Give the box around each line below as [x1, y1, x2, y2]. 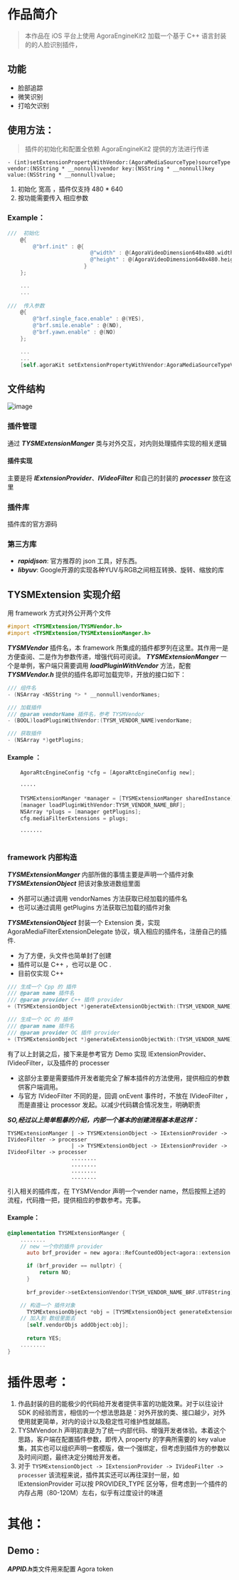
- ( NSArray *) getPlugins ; [7, 737, 84, 744]
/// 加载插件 [7, 703, 42, 711]
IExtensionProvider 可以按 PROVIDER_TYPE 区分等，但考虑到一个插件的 [17, 1480, 228, 1488]
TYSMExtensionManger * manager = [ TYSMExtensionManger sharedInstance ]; [20, 795, 237, 802]
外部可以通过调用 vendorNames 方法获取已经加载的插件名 [17, 894, 188, 902]
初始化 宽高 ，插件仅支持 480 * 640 [17, 185, 123, 193]
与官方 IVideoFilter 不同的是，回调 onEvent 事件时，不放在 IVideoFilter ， [17, 1091, 232, 1100]
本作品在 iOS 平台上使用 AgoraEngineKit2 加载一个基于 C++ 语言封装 [24, 31, 227, 40]
